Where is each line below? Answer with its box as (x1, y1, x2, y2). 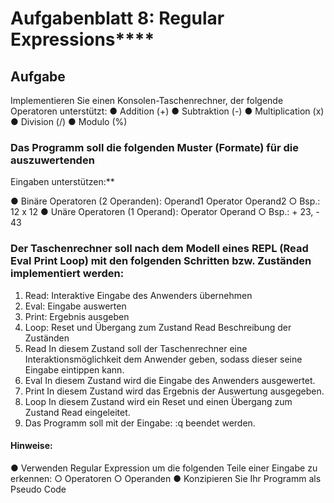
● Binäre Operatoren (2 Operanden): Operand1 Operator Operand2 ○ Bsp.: (10, 195, 321, 207)
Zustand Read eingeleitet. (24, 406, 131, 418)
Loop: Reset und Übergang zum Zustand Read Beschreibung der (24, 321, 292, 333)
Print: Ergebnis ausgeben (24, 310, 130, 322)
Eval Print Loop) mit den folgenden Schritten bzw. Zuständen (10, 254, 312, 268)
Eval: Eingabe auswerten (24, 300, 127, 312)
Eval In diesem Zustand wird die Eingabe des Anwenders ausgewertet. (24, 374, 316, 386)
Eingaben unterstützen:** (10, 176, 115, 188)
